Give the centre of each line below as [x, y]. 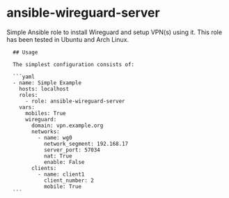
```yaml [24, 77]
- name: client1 [61, 174]
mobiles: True [46, 113]
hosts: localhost [44, 89]
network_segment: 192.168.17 [86, 144]
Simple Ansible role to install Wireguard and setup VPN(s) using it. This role [114, 32]
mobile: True [62, 186]
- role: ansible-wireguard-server [75, 101]
